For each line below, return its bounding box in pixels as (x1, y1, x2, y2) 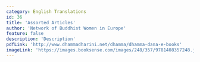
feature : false (6, 31, 44, 37)
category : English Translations (6, 8, 86, 15)
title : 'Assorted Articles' (6, 19, 76, 25)
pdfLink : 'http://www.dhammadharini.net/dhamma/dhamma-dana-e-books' (6, 42, 183, 48)
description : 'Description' (6, 36, 76, 42)
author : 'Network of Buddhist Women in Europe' (6, 25, 127, 31)
